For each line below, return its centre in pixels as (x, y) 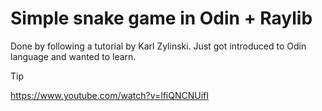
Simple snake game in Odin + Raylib (161, 18)
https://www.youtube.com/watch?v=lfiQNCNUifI (110, 95)
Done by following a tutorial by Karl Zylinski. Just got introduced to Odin (158, 46)
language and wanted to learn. (73, 56)
